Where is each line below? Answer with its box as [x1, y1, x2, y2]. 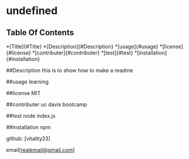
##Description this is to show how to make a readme [6, 67, 133, 74]
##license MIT [6, 90, 41, 96]
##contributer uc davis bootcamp [6, 101, 87, 108]
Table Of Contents [6, 28, 75, 38]
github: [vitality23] [6, 135, 51, 142]
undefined [6, 4, 58, 18]
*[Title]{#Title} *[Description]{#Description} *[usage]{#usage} [6, 43, 158, 50]
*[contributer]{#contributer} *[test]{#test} [32, 49, 133, 56]
